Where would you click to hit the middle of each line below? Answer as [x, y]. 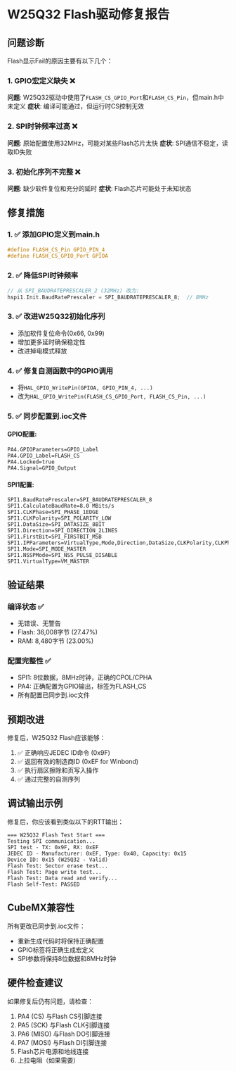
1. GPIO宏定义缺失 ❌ [41, 80]
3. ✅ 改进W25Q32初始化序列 [56, 316]
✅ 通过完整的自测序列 [49, 779]
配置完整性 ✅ [29, 660]
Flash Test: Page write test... [54, 872]
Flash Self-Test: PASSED [44, 884]
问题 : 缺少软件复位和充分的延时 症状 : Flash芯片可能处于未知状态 [99, 188]
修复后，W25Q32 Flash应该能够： [57, 738]
